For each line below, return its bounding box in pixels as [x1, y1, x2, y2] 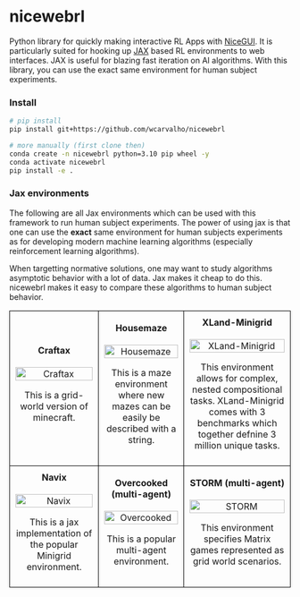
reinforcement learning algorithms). [9, 245, 140, 256]
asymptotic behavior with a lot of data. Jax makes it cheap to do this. [9, 272, 263, 283]
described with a [105, 422, 177, 435]
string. [128, 433, 155, 446]
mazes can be [111, 400, 171, 413]
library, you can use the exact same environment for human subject [9, 64, 257, 75]
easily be [121, 411, 161, 423]
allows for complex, [196, 371, 279, 384]
